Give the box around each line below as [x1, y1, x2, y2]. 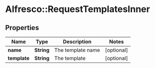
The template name [54, 46, 101, 53]
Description [62, 38, 92, 45]
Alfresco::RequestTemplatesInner [5, 3, 150, 15]
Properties [5, 23, 39, 32]
